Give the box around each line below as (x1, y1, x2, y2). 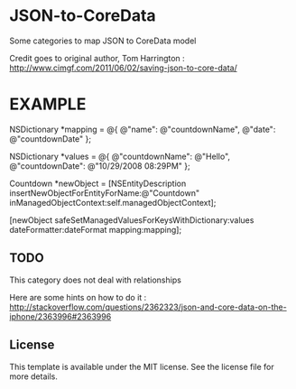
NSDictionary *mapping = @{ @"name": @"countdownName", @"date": (9, 124, 276, 134)
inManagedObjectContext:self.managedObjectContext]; (9, 197, 217, 208)
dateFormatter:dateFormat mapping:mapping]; (9, 224, 182, 235)
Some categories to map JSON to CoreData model (9, 35, 197, 46)
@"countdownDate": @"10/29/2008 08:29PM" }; (9, 160, 191, 171)
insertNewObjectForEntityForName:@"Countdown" (9, 187, 200, 199)
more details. (9, 371, 59, 382)
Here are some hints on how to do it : (9, 292, 147, 302)
